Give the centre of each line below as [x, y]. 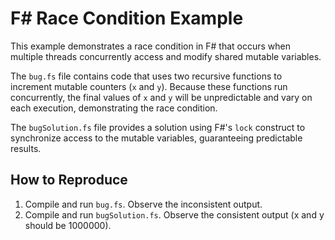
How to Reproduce [69, 180]
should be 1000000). [68, 225]
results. [26, 148]
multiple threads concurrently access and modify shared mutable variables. [166, 56]
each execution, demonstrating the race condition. [114, 108]
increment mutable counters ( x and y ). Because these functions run [149, 86]
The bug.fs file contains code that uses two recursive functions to [146, 76]
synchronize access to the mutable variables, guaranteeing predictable [156, 138]
